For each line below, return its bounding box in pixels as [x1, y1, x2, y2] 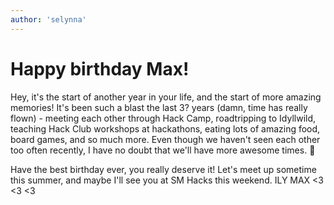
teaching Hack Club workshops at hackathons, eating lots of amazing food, [10, 122, 321, 135]
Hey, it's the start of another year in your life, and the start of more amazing [10, 91, 322, 103]
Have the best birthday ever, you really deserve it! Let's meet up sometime [10, 163, 317, 175]
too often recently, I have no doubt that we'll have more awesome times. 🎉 [10, 144, 316, 156]
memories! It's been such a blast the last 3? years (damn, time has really [10, 101, 308, 113]
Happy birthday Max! [10, 57, 190, 80]
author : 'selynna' [10, 14, 87, 25]
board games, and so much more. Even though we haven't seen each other [10, 133, 321, 145]
